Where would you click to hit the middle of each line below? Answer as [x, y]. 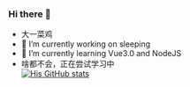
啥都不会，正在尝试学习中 [68, 64]
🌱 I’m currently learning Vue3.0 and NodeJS [101, 54]
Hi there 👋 [30, 14]
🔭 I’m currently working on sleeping [86, 44]
